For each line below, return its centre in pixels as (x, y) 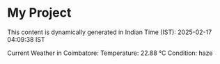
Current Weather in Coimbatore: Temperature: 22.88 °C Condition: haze (110, 53)
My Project (39, 13)
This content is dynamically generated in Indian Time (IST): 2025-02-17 (110, 32)
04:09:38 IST (26, 39)
